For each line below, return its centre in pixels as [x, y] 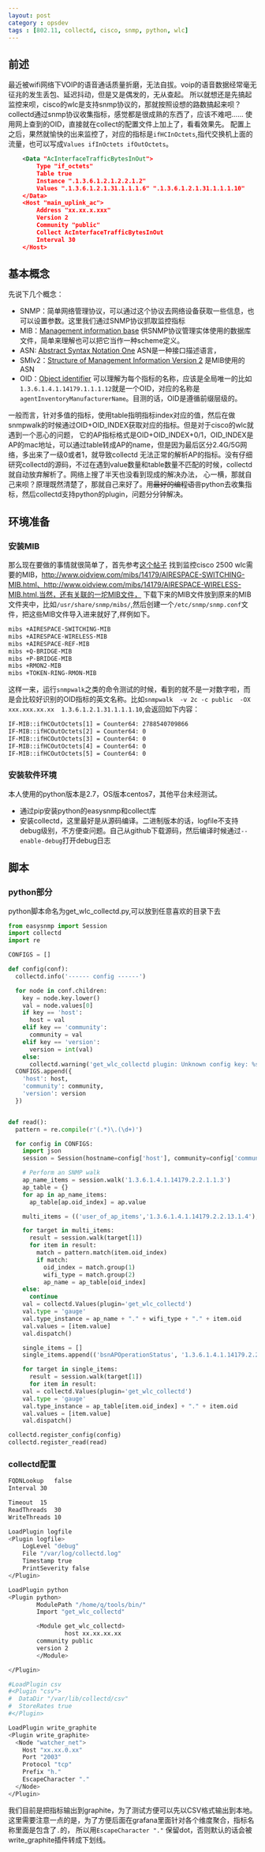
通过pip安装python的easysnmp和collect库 [88, 810]
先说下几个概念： [36, 294]
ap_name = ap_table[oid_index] [95, 1282]
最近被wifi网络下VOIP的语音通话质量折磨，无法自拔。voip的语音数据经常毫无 [132, 85]
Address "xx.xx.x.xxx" [74, 210]
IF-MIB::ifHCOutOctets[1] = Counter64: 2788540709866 [99, 724]
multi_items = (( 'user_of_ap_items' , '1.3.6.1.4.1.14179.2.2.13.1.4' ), [141, 1216]
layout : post [30, 15]
